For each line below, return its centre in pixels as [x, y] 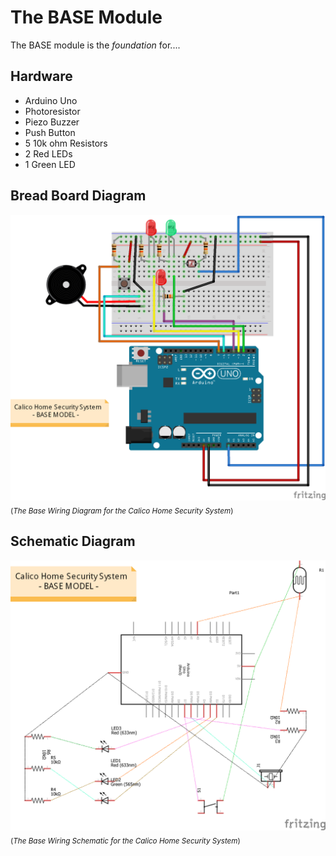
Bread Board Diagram [78, 196]
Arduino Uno [51, 100]
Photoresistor [52, 111]
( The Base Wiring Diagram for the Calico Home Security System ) [122, 511]
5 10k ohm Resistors [66, 143]
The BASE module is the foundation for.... [95, 45]
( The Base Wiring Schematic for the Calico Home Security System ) [125, 841]
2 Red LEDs [48, 153]
